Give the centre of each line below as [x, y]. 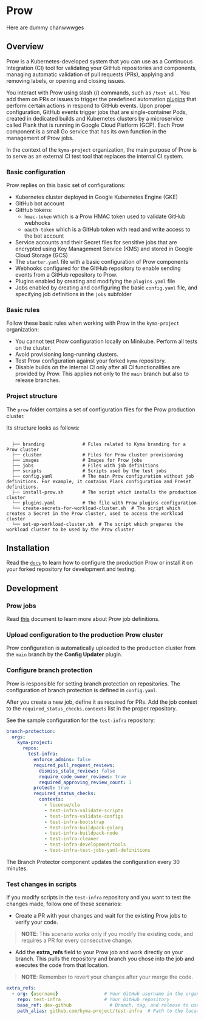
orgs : [19, 737]
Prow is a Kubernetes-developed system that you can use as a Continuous [100, 61]
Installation [28, 548]
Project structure [32, 396]
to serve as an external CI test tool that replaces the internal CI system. [95, 156]
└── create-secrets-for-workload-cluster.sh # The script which [96, 508]
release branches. [38, 380]
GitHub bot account [40, 204]
